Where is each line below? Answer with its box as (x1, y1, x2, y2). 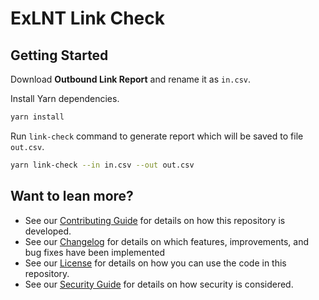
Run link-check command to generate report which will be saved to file (10, 130, 304, 142)
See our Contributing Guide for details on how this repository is (24, 214, 286, 226)
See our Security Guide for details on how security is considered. (24, 278, 294, 290)
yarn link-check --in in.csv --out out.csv (10, 160, 195, 170)
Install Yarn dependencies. (10, 93, 120, 104)
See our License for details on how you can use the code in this (24, 257, 287, 269)
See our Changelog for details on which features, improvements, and (24, 235, 309, 247)
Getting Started (10, 47, 109, 64)
